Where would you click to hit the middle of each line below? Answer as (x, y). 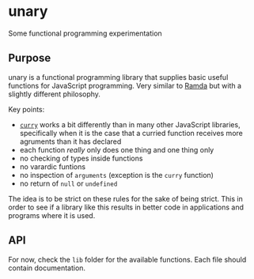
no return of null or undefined (68, 183)
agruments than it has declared (70, 141)
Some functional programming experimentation (85, 33)
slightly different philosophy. (55, 94)
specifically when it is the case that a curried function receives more (131, 133)
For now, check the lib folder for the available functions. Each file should (127, 259)
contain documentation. (47, 268)
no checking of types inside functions (81, 158)
